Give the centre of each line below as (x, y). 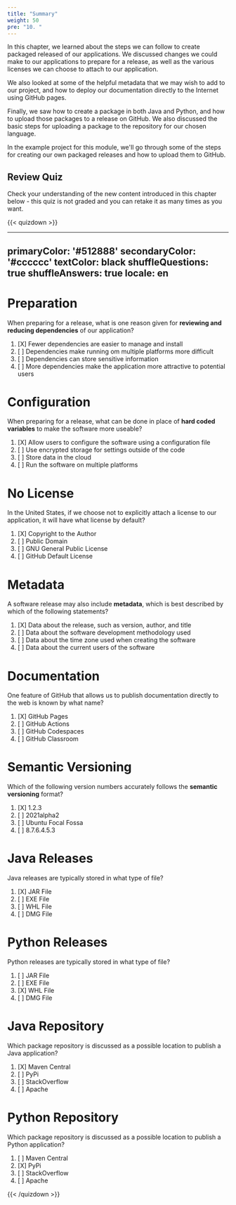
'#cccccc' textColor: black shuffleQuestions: (108, 262)
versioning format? (35, 794)
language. (22, 133)
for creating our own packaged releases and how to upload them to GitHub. (117, 155)
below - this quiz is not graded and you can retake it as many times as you (115, 202)
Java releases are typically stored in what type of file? (85, 878)
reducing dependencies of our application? (71, 330)
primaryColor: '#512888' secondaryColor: (102, 251)
